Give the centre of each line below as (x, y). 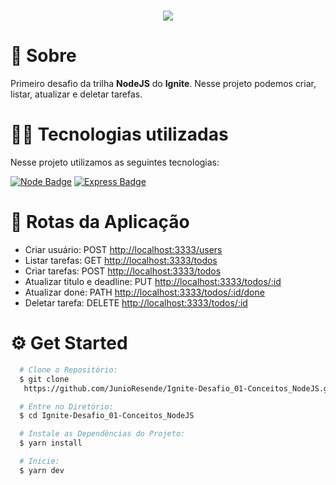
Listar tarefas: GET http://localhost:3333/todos (121, 260)
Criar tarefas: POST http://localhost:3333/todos (123, 271)
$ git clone (44, 379)
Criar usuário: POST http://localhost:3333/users (123, 249)
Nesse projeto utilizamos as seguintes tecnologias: (115, 162)
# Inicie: (39, 461)
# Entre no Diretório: (66, 406)
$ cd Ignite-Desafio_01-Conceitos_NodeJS (107, 416)
